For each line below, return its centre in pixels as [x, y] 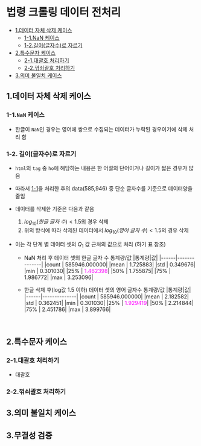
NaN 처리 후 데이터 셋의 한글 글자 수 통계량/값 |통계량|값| [91, 258]
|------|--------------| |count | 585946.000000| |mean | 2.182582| [106, 297]
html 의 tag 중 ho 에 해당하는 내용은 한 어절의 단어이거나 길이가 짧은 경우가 [101, 168]
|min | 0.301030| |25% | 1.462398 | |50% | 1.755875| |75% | [97, 271]
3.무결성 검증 [29, 435]
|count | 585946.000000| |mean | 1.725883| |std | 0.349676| [120, 265]
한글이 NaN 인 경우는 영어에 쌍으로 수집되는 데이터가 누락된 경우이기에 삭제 [101, 129]
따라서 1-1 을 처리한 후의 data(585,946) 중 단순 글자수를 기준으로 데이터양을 [104, 188]
